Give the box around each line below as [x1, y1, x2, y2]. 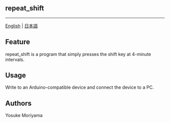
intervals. [5, 56, 25, 63]
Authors [5, 99, 32, 107]
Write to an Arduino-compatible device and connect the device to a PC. [5, 84, 154, 90]
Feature [5, 38, 30, 46]
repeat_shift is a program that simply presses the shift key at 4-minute [5, 51, 151, 57]
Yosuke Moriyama [5, 112, 43, 118]
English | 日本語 [5, 23, 38, 29]
